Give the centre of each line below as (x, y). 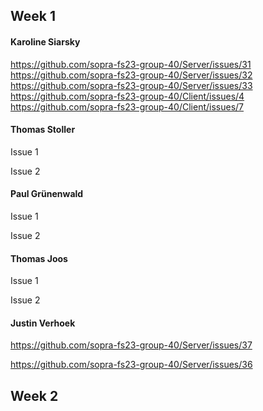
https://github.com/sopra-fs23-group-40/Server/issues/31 (131, 64)
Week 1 (33, 16)
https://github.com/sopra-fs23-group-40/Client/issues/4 (127, 96)
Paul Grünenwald (47, 194)
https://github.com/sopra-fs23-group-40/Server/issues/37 (131, 345)
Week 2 (34, 395)
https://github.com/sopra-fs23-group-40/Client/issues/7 (127, 106)
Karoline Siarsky (45, 41)
